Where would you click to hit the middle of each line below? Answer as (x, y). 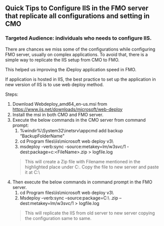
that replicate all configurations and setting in (78, 16)
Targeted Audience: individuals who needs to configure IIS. (79, 38)
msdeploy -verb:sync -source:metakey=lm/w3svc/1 (73, 146)
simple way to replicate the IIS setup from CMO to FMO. (62, 60)
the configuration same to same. (58, 218)
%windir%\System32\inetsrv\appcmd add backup (71, 130)
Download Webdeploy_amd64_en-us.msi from (60, 104)
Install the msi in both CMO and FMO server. (58, 114)
